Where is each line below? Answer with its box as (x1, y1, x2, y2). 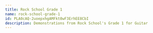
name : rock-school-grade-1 (5, 12, 60, 16)
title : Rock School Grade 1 (5, 7, 63, 12)
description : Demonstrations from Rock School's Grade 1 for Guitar (5, 20, 148, 26)
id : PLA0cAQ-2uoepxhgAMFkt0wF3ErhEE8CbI (5, 16, 89, 21)
